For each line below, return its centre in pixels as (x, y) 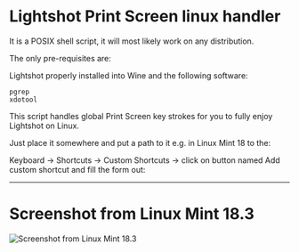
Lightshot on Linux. (44, 126)
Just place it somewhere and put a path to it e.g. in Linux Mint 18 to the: (140, 142)
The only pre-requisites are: (60, 58)
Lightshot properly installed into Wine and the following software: (129, 75)
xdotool (24, 100)
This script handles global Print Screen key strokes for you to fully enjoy (141, 116)
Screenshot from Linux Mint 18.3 (132, 214)
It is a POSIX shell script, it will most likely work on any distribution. (132, 41)
